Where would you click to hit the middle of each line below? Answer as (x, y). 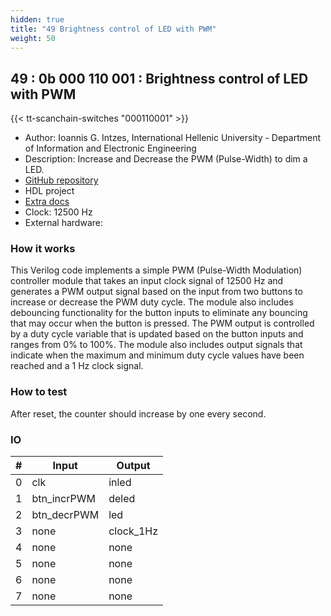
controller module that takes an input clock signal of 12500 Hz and (147, 281)
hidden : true (37, 19)
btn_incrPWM (63, 499)
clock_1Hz (133, 531)
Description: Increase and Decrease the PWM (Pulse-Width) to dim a (166, 159)
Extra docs (47, 202)
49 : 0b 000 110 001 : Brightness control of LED (159, 78)
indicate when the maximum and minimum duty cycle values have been (157, 355)
